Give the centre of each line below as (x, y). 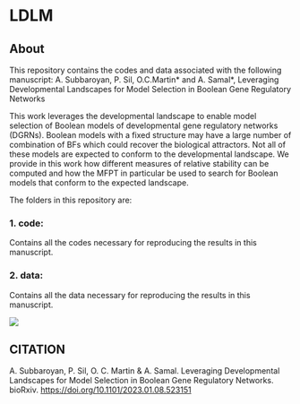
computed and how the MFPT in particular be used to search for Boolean (144, 173)
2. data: (26, 276)
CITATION (37, 349)
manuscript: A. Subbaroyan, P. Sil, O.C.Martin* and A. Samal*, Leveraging (144, 80)
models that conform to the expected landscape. (99, 183)
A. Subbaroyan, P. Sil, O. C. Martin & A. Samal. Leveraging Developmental (145, 371)
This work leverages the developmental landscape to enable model (133, 116)
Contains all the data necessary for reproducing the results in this (130, 295)
